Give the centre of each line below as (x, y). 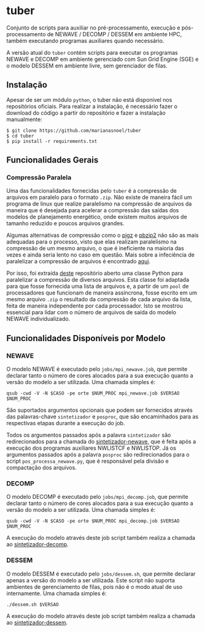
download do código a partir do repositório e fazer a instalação (86, 113)
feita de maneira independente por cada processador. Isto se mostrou (95, 306)
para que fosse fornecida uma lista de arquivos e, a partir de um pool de (98, 287)
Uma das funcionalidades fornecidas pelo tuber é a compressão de (91, 191)
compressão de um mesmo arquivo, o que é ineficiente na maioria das (95, 249)
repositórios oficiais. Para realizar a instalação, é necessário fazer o (92, 106)
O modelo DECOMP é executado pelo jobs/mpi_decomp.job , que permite (97, 497)
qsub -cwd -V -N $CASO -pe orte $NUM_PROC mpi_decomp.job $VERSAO (93, 521)
